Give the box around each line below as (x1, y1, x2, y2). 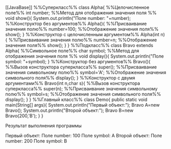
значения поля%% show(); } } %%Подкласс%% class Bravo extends (5, 42, 154, 48)
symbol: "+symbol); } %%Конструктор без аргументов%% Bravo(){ (5, 59, 151, 64)
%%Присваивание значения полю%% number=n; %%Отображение (8, 37, 157, 43)
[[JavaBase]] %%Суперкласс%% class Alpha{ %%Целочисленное (5, 5, 150, 10)
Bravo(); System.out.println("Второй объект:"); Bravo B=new (5, 107, 134, 113)
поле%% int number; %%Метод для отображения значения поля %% (5, 10, 157, 16)
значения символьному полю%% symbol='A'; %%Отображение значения (5, 69, 166, 76)
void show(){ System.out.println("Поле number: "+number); (5, 15, 131, 21)
